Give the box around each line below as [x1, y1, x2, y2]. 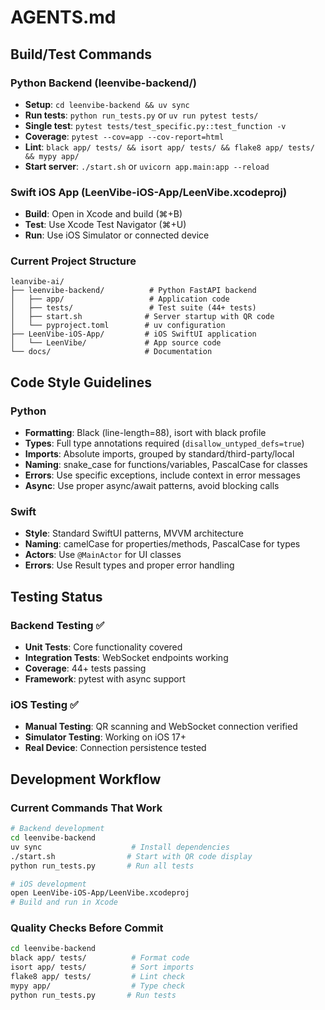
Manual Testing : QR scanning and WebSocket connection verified [24, 721, 298, 733]
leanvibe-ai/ [10, 277, 65, 287]
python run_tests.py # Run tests [10, 990, 177, 1000]
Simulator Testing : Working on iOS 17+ [24, 731, 187, 743]
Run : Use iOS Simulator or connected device [24, 229, 210, 241]
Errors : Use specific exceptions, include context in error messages [24, 469, 301, 481]
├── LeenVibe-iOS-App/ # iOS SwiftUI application [10, 329, 257, 340]
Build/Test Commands [10, 46, 153, 63]
